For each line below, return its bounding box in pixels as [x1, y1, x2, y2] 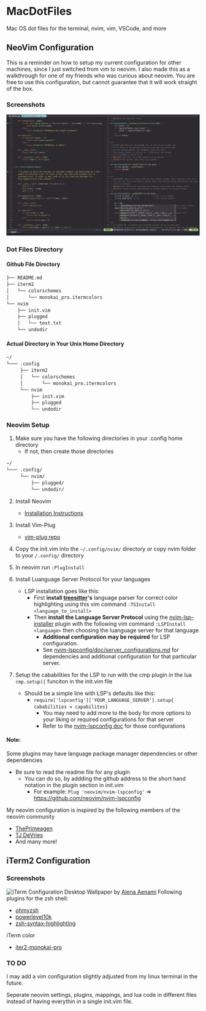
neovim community [6, 813, 55, 820]
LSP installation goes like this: [24, 587, 100, 594]
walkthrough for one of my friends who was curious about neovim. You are [6, 72, 196, 79]
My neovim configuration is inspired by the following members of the [6, 806, 181, 814]
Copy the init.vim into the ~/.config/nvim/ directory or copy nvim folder [15, 545, 196, 553]
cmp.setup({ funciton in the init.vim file [15, 677, 113, 685]
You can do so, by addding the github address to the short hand [24, 775, 186, 782]
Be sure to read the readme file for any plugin [15, 768, 131, 776]
